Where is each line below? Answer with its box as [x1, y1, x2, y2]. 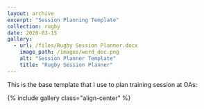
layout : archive [7, 10, 54, 17]
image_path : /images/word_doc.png [19, 49, 119, 56]
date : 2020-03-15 [7, 29, 58, 37]
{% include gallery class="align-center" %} [7, 94, 131, 102]
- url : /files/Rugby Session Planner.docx [13, 42, 138, 49]
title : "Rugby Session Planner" [19, 61, 113, 68]
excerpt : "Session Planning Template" [7, 17, 119, 23]
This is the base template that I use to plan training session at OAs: [7, 80, 198, 88]
